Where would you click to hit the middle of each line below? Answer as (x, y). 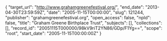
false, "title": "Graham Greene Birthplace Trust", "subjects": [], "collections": (84, 23)
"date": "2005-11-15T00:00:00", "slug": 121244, (96, 12)
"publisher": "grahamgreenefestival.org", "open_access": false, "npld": (78, 18)
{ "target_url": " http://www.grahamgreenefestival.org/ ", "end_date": (75, 7)
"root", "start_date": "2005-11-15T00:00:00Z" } (53, 33)
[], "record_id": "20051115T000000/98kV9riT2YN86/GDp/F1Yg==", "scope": (84, 28)
